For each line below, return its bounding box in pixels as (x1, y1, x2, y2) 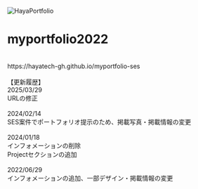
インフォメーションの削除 (7, 141, 81, 150)
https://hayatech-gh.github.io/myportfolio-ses (7, 62, 140, 70)
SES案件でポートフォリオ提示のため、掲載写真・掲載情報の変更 (7, 117, 192, 126)
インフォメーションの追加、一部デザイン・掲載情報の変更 (7, 174, 173, 182)
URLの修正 (7, 93, 39, 102)
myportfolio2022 (7, 32, 109, 47)
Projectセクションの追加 (7, 150, 77, 158)
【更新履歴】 (7, 77, 44, 86)
